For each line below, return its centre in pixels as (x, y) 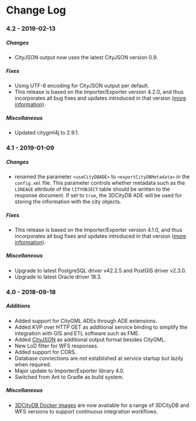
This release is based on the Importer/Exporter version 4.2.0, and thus (99, 92)
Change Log (36, 10)
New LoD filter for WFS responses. (56, 346)
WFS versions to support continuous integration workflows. (86, 411)
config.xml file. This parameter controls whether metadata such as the (100, 183)
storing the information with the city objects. (68, 201)
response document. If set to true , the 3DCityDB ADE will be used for (98, 195)
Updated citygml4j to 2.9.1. (47, 133)
